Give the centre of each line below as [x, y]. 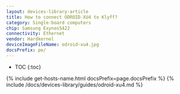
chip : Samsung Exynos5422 [38, 28]
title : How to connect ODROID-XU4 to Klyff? [62, 17]
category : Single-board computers [49, 22]
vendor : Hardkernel [30, 39]
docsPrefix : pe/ [26, 50]
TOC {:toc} [28, 67]
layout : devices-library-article [47, 12]
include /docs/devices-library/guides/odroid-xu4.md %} [75, 85]
